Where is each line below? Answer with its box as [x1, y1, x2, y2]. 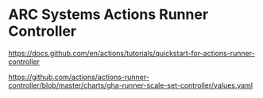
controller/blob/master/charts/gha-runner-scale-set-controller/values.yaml [8, 81, 253, 90]
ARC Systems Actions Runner [8, 6, 209, 24]
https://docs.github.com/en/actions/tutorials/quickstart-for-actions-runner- [8, 48, 256, 58]
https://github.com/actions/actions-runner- [8, 72, 149, 81]
